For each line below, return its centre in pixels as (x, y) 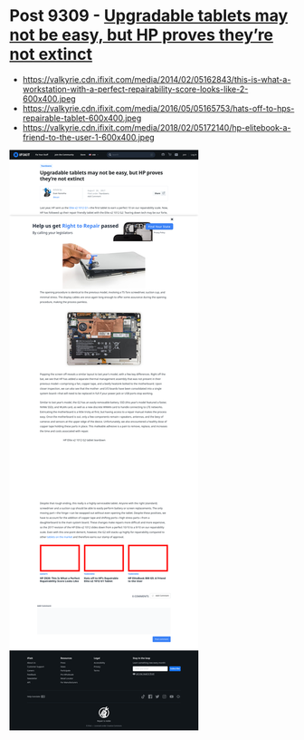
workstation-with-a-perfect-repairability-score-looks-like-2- (135, 89)
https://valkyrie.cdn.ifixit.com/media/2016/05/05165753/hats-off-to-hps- (158, 108)
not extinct (51, 54)
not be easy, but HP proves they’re (142, 35)
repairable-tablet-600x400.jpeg (82, 118)
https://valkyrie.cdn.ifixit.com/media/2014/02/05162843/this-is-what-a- (157, 79)
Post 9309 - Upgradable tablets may (149, 16)
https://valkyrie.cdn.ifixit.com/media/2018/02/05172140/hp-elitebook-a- (157, 127)
